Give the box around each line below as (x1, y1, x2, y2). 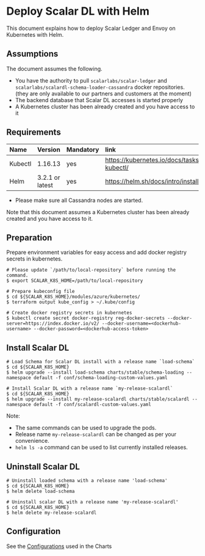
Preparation (6, 232, 52, 243)
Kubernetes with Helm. (6, 31, 64, 38)
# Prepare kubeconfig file (6, 289, 75, 295)
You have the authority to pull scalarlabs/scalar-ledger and (15, 76, 168, 84)
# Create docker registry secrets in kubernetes (6, 310, 132, 316)
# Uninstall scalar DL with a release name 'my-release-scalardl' (6, 499, 179, 505)
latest (37, 180, 53, 189)
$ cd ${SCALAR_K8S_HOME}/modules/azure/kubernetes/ (6, 294, 140, 300)
